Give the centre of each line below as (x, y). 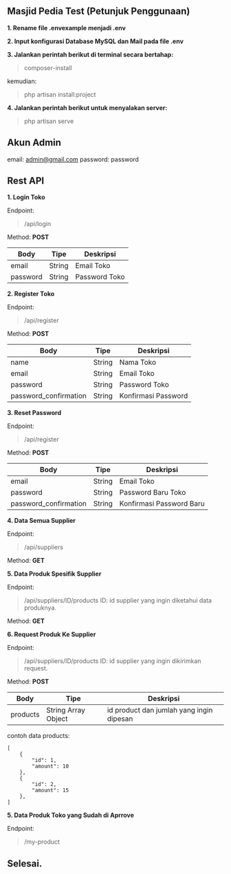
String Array (66, 710)
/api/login (37, 224)
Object (57, 719)
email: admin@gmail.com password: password (73, 159)
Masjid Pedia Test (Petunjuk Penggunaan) (99, 11)
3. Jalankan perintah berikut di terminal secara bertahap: (90, 54)
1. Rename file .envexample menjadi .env (66, 27)
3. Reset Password (34, 413)
